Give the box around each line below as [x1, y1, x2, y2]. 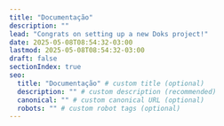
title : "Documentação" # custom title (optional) [17, 79, 204, 88]
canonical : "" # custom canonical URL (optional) [17, 95, 204, 105]
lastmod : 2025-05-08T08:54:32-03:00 [9, 46, 145, 55]
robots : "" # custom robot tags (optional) [17, 104, 180, 113]
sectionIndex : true [9, 63, 82, 72]
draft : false [9, 54, 58, 63]
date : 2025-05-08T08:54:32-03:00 [9, 37, 133, 47]
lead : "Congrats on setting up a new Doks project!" [9, 29, 209, 38]
